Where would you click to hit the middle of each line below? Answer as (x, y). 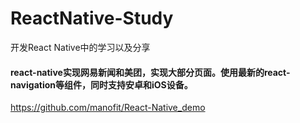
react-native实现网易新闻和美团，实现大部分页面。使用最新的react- (150, 72)
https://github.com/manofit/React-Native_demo (108, 108)
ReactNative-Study (92, 18)
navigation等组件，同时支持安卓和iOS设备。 (101, 84)
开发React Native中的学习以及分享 (80, 47)
